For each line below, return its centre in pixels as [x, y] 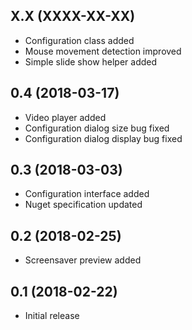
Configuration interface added [87, 194]
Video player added [65, 117]
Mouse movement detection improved [103, 51]
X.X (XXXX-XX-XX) [73, 16]
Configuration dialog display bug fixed [103, 138]
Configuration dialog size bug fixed [97, 128]
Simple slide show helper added [91, 61]
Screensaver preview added [83, 260]
